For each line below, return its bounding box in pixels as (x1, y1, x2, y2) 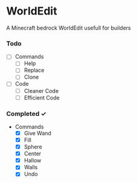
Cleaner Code (24, 87, 59, 94)
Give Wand (24, 129, 51, 136)
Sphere (24, 143, 42, 150)
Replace (24, 66, 45, 74)
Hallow (24, 157, 42, 164)
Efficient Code (24, 94, 60, 101)
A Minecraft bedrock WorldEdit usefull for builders (6, 24, 132, 31)
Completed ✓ (6, 109, 46, 118)
